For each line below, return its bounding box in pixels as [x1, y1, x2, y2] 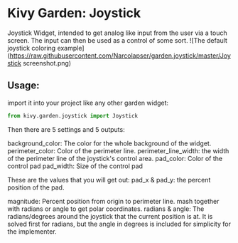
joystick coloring [7, 43, 56, 52]
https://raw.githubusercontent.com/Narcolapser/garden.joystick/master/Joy [9, 51, 231, 60]
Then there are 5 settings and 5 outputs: [7, 125, 126, 133]
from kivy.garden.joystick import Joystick [7, 112, 139, 119]
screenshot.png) [22, 58, 72, 67]
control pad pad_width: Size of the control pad [7, 162, 144, 170]
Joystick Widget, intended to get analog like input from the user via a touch [7, 29, 227, 37]
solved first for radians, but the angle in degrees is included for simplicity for [7, 219, 231, 228]
